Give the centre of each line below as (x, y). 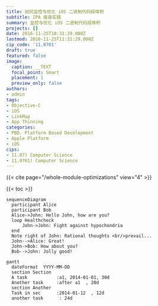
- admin (16, 94)
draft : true (21, 50)
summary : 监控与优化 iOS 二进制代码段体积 (53, 23)
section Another (31, 288)
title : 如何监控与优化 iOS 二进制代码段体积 (55, 12)
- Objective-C (24, 105)
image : (14, 61)
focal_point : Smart (36, 72)
